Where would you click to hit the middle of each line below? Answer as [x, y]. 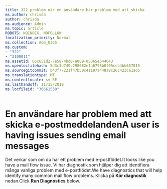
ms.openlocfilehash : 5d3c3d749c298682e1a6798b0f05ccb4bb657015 [73, 66]
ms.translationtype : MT [30, 75]
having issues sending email [66, 135]
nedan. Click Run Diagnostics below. [43, 181]
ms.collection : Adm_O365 [31, 43]
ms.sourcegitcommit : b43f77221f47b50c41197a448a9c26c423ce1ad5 [73, 71]
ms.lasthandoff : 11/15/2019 [35, 84]
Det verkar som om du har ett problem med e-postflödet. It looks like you [80, 160]
